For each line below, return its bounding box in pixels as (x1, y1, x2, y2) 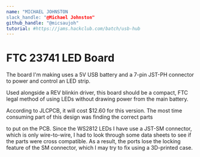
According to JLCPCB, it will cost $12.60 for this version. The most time (6, 107, 183, 114)
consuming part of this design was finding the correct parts (6, 113, 153, 120)
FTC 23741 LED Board (6, 52, 115, 65)
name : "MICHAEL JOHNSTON (6, 8, 68, 15)
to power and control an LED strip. (6, 77, 91, 84)
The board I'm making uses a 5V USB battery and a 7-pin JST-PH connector (6, 71, 195, 78)
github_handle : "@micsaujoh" (6, 20, 79, 26)
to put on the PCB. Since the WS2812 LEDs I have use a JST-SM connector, (6, 125, 192, 132)
